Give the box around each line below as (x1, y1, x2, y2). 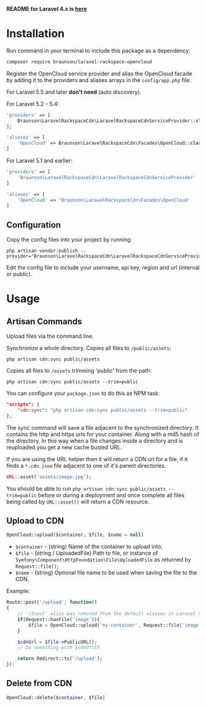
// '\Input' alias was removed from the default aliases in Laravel (17, 611, 196, 617)
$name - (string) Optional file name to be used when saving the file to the (15, 569, 197, 576)
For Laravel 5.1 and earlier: (6, 157, 73, 164)
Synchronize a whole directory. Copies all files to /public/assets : (6, 345, 172, 352)
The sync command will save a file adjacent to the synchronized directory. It (6, 424, 199, 431)
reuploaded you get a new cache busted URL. (6, 443, 123, 451)
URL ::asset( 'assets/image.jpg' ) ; (6, 473, 92, 480)
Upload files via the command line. (6, 332, 94, 340)
